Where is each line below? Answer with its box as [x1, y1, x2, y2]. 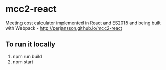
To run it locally [5, 40, 55, 49]
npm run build [12, 53, 43, 59]
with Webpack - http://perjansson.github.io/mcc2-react [5, 25, 122, 31]
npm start [12, 59, 33, 65]
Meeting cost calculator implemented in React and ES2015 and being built [5, 20, 161, 26]
